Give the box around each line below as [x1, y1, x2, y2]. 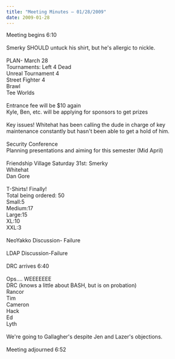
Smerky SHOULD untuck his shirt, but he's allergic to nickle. [6, 44, 156, 51]
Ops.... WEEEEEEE [6, 275, 52, 282]
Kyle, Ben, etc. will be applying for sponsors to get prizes [6, 108, 148, 115]
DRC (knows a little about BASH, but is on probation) [6, 282, 137, 289]
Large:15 [6, 211, 28, 218]
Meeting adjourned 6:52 [6, 346, 66, 353]
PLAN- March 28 [6, 57, 48, 64]
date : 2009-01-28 [6, 15, 50, 21]
